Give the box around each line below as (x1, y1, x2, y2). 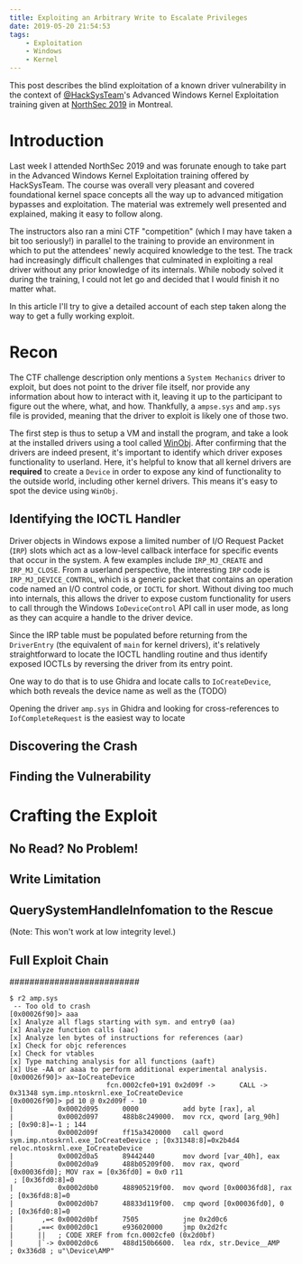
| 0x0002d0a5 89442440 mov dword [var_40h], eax (9, 1152, 280, 1161)
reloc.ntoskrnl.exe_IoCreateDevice (9, 1144, 143, 1153)
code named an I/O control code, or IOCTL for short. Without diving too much (9, 583, 294, 594)
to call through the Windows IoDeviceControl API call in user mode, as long (9, 602, 288, 614)
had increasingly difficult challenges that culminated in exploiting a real (9, 254, 273, 265)
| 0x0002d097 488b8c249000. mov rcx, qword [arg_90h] (9, 1112, 280, 1121)
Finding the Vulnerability (9, 769, 151, 785)
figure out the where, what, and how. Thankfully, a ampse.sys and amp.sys (9, 401, 281, 411)
